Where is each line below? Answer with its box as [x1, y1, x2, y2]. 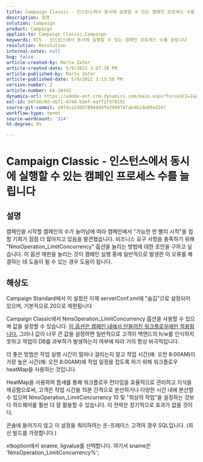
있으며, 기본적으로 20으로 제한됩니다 [6, 302, 92, 309]
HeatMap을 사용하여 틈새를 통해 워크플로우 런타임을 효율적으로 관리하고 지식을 [6, 379, 192, 386]
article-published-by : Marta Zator [6, 71, 96, 77]
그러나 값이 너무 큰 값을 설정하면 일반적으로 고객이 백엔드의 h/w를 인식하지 [19, 330, 195, 337]
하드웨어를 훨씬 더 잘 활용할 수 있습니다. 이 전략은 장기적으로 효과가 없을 [12, 401, 182, 408]
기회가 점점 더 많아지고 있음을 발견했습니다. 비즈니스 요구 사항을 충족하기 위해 [12, 235, 195, 242]
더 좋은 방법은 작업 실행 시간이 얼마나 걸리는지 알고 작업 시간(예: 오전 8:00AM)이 [6, 350, 196, 357]
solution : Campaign [6, 20, 56, 26]
